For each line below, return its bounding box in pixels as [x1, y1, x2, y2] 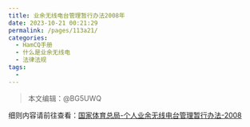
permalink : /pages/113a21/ [8, 26, 98, 34]
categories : [8, 33, 48, 42]
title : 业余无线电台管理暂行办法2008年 [8, 11, 125, 20]
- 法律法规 [15, 56, 47, 64]
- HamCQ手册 [15, 41, 54, 49]
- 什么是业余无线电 [15, 48, 70, 56]
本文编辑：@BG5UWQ [27, 93, 102, 103]
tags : [8, 63, 26, 71]
